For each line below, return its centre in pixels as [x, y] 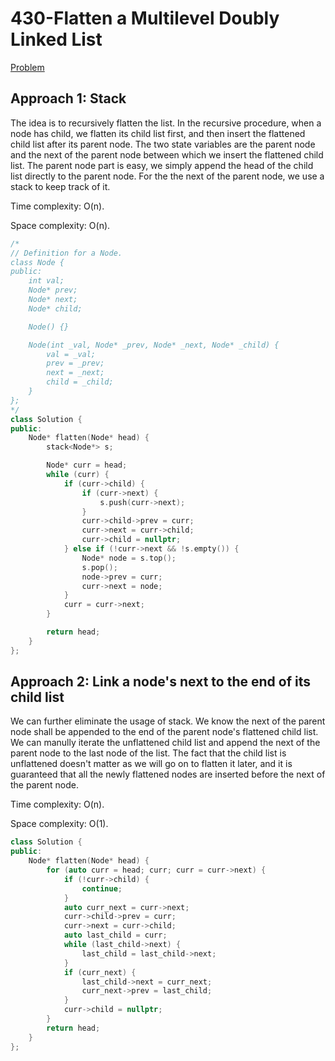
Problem [27, 67]
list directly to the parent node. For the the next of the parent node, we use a [167, 176]
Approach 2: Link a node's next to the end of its [160, 682]
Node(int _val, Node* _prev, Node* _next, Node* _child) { [154, 345]
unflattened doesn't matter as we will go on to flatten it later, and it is [151, 764]
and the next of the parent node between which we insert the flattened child [167, 154]
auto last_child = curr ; [115, 935]
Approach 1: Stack [68, 98]
